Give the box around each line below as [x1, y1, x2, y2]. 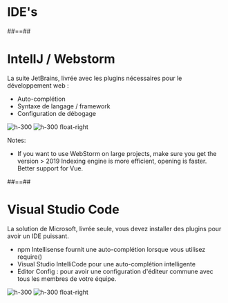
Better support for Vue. [17, 164, 84, 173]
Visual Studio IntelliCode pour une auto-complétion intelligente [17, 260, 196, 268]
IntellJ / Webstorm [7, 51, 115, 67]
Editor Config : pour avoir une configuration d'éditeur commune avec [17, 267, 214, 275]
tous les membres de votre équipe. [17, 274, 117, 283]
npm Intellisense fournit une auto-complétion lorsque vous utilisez [17, 245, 206, 253]
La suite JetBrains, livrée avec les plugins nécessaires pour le [7, 74, 182, 82]
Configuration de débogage [17, 109, 97, 117]
